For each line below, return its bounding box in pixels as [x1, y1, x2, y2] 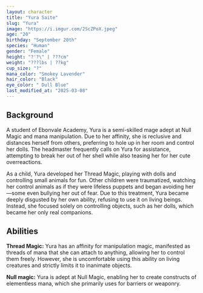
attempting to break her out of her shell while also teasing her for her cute [6, 152, 191, 159]
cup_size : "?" [6, 65, 42, 71]
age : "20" [6, 31, 32, 38]
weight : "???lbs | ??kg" [6, 59, 69, 65]
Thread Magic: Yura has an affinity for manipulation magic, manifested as [6, 242, 191, 249]
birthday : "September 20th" [6, 37, 78, 43]
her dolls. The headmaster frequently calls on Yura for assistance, [6, 145, 171, 153]
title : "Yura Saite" [6, 15, 59, 21]
